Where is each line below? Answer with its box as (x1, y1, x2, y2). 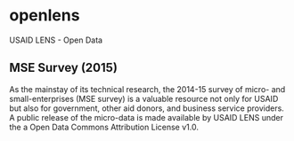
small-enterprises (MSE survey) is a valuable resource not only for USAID (9, 93, 279, 104)
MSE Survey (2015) (9, 60, 118, 75)
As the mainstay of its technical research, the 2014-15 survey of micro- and (9, 83, 286, 94)
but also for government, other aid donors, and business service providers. (9, 103, 285, 114)
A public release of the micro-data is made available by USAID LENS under (9, 112, 283, 122)
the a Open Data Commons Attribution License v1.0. (9, 121, 199, 132)
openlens (9, 5, 80, 26)
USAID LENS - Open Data (9, 35, 103, 45)
